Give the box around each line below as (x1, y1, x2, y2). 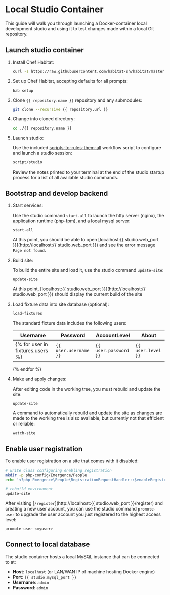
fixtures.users (15, 347, 48, 354)
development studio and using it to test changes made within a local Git (5, 25, 154, 31)
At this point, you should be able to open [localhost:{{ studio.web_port (12, 236, 159, 242)
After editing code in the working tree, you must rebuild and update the (12, 386, 161, 392)
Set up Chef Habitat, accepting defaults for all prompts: (12, 78, 128, 84)
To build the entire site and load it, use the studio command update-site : (12, 267, 164, 273)
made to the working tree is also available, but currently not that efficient (12, 415, 164, 421)
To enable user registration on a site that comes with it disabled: (5, 458, 139, 464)
